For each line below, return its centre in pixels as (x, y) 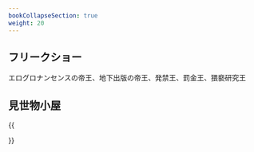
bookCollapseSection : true (53, 16)
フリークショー (45, 57)
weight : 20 (26, 23)
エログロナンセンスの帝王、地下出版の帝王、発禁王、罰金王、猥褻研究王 (127, 78)
